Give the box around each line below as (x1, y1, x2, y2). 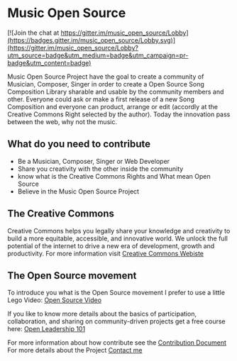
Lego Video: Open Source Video (7, 296, 101, 304)
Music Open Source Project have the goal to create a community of (7, 72, 204, 81)
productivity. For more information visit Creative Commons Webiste (7, 249, 204, 257)
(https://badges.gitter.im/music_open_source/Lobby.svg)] (7, 35, 176, 44)
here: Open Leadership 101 (7, 325, 86, 333)
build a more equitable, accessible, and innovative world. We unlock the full (7, 234, 228, 243)
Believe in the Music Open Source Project (17, 187, 140, 196)
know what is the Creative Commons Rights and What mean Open (17, 172, 211, 180)
